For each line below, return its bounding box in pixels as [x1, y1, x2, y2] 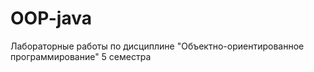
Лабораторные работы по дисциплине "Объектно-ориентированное [10, 40, 305, 52]
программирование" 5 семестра [10, 50, 152, 62]
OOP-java [10, 7, 92, 30]
